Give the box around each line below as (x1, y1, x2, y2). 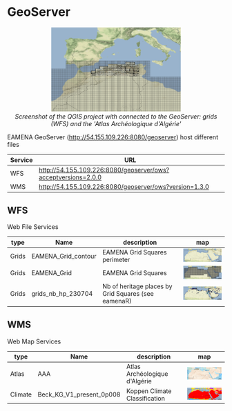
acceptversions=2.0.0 (39, 173, 102, 181)
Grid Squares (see (102, 290, 154, 298)
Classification (126, 394, 166, 402)
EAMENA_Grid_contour (31, 252, 97, 260)
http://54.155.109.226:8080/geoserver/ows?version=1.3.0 (39, 183, 209, 191)
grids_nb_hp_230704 (31, 290, 93, 298)
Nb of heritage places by (102, 282, 173, 290)
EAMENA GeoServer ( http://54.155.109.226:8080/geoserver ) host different (7, 133, 219, 141)
